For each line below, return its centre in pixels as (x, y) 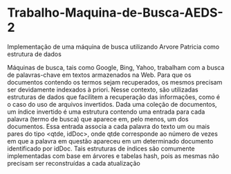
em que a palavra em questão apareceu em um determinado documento (110, 141)
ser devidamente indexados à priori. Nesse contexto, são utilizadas (103, 89)
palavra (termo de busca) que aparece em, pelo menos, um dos (98, 119)
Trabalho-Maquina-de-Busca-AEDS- (115, 13)
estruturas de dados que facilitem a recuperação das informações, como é (113, 97)
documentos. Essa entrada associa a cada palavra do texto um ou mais (109, 126)
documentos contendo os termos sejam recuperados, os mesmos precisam (115, 82)
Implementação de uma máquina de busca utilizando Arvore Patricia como (113, 46)
